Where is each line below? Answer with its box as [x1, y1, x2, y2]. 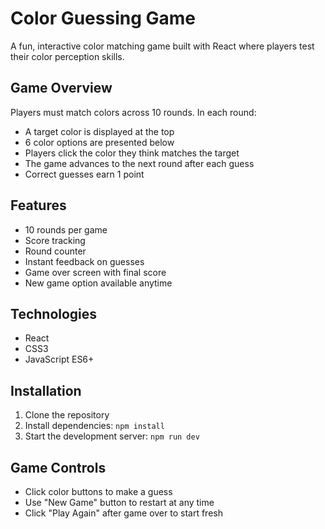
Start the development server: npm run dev [24, 430, 200, 442]
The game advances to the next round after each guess [24, 157, 255, 169]
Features [10, 197, 67, 214]
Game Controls [10, 459, 107, 476]
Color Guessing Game [10, 7, 197, 30]
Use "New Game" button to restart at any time [24, 497, 215, 508]
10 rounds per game [24, 223, 108, 236]
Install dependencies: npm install [24, 420, 165, 432]
